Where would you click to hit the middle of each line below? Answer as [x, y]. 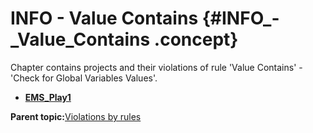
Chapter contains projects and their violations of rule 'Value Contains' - [156, 67]
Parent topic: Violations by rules [76, 116]
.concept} [196, 39]
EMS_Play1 [48, 97]
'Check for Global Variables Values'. [84, 78]
